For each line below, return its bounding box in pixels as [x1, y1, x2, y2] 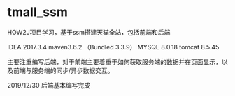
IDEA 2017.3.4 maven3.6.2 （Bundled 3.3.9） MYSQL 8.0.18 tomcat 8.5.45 [7, 42, 220, 51]
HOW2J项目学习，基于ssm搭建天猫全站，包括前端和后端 [7, 28, 171, 36]
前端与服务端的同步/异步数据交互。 [13, 66, 114, 74]
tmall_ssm [7, 4, 68, 20]
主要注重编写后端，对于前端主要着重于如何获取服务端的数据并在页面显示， [7, 57, 222, 66]
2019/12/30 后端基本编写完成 [7, 81, 91, 89]
